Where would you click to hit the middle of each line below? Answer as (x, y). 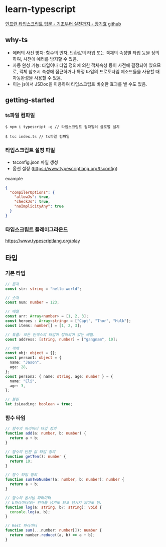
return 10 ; (21, 461)
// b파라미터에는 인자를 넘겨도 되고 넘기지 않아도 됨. (54, 503)
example (14, 178)
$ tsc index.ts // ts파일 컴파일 (38, 137)
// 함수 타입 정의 (21, 475)
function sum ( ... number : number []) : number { (53, 530)
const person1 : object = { (33, 358)
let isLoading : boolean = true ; (39, 404)
